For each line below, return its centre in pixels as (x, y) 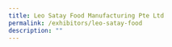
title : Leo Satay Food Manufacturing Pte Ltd (86, 16)
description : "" (36, 30)
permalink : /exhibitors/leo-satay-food (76, 23)
